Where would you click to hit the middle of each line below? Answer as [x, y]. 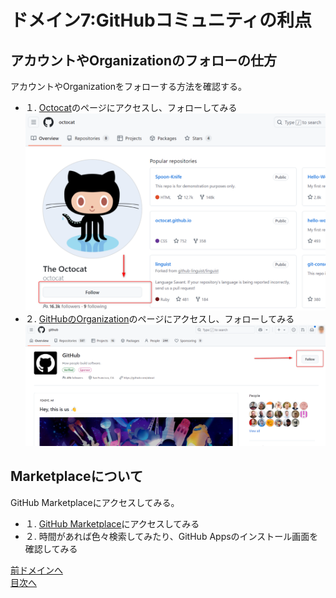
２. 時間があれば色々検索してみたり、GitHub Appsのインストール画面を [171, 536]
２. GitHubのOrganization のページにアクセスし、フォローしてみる [159, 319]
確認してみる [51, 548]
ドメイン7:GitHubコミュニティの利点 [161, 20]
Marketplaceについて [76, 476]
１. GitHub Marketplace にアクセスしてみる [112, 523]
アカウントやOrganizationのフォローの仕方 [143, 60]
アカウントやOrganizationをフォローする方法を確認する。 [129, 86]
